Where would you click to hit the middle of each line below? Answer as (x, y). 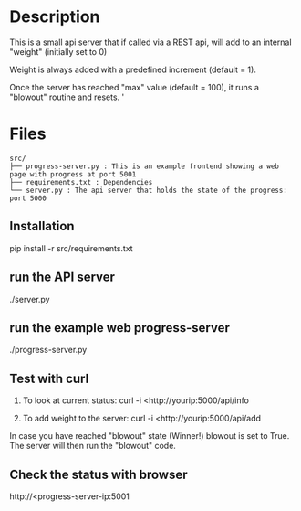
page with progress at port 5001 (73, 174)
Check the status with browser (99, 474)
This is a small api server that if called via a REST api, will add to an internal (150, 42)
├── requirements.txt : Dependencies (81, 182)
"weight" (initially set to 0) (58, 51)
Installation (42, 226)
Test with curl (49, 378)
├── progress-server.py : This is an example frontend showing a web (145, 166)
